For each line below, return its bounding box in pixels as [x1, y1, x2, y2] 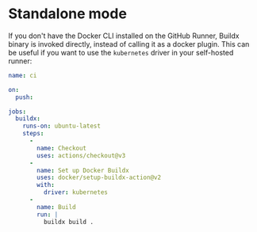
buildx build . [43, 218, 94, 226]
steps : [22, 130, 44, 138]
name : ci [8, 71, 37, 79]
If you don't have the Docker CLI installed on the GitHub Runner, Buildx [8, 31, 240, 40]
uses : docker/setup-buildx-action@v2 [36, 173, 161, 182]
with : [36, 181, 56, 189]
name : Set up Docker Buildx [36, 166, 129, 174]
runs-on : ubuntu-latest [22, 122, 102, 131]
